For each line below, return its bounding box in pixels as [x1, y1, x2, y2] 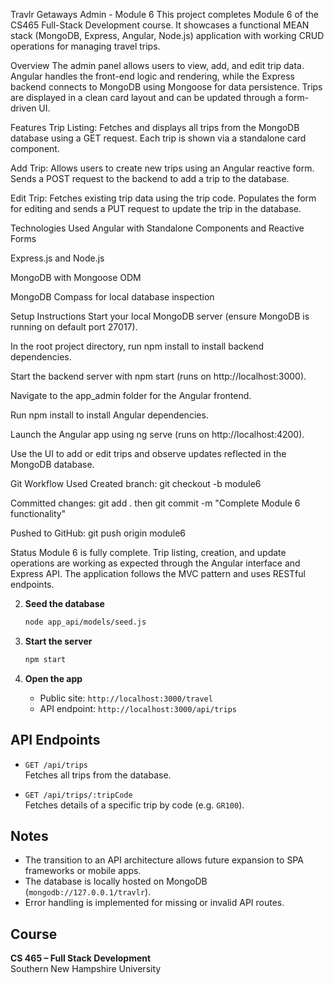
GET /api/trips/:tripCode [24, 790, 133, 800]
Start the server [24, 635, 93, 647]
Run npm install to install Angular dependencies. [10, 409, 209, 421]
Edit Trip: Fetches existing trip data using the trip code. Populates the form [10, 192, 317, 204]
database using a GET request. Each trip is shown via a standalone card [10, 132, 307, 144]
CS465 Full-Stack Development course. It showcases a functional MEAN [10, 19, 310, 31]
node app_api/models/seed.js [24, 617, 147, 627]
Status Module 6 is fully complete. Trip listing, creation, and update [10, 547, 287, 558]
